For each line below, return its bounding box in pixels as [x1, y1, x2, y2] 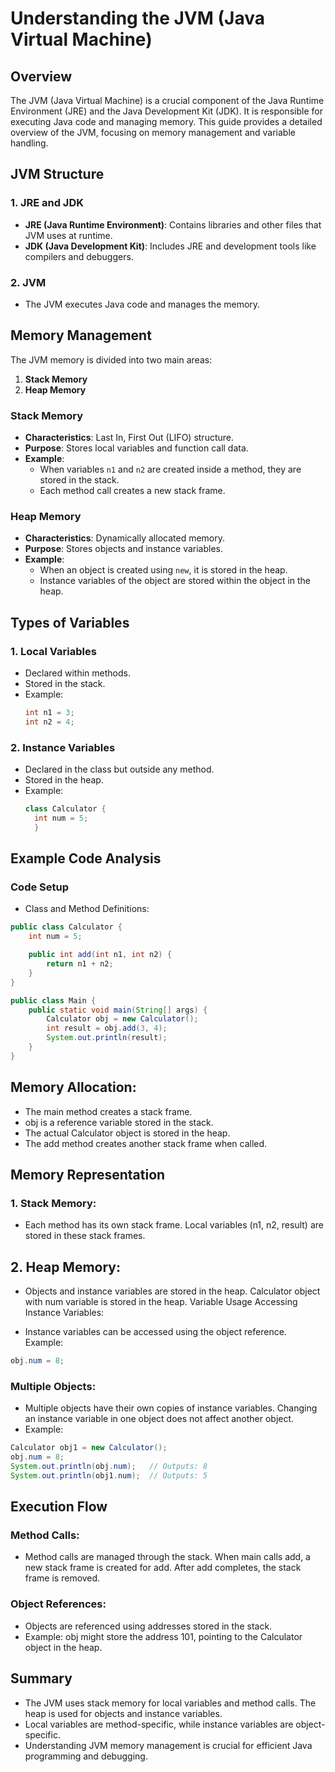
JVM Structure [10, 166, 105, 183]
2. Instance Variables [10, 740, 116, 754]
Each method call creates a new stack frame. [39, 485, 226, 497]
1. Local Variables [10, 644, 97, 658]
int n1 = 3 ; [24, 708, 75, 718]
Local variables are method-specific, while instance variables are [24, 1718, 294, 1730]
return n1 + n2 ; [46, 959, 114, 969]
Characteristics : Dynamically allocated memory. [24, 532, 225, 544]
